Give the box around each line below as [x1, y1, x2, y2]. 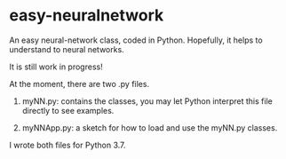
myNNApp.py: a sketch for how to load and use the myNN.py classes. [21, 122, 278, 133]
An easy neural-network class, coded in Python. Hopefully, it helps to [9, 35, 264, 45]
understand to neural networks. [9, 44, 124, 54]
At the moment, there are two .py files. [9, 78, 149, 89]
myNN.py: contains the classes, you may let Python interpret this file [21, 95, 273, 107]
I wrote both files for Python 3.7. [9, 139, 126, 150]
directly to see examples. [21, 105, 115, 115]
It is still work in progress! [9, 61, 104, 72]
